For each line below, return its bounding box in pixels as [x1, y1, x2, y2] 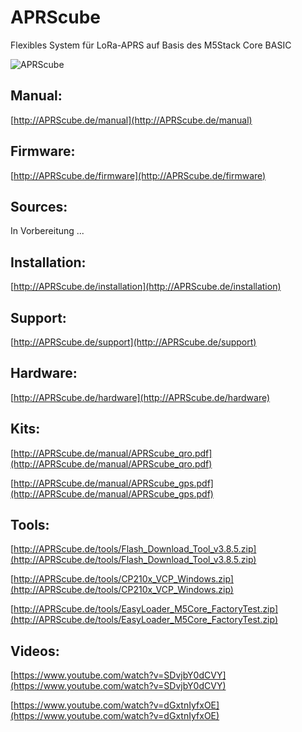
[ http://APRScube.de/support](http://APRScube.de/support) [10, 336, 257, 348]
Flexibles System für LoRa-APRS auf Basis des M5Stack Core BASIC [10, 39, 292, 51]
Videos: [10, 642, 60, 660]
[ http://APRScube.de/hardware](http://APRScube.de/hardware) [10, 391, 271, 403]
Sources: [10, 198, 68, 215]
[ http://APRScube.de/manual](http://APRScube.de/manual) [10, 114, 253, 126]
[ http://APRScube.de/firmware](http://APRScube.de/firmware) [10, 169, 267, 181]
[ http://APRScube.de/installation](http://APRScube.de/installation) [10, 281, 282, 293]
